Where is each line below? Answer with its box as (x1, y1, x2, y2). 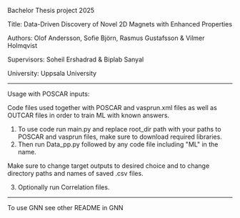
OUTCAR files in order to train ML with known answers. (7, 111, 170, 119)
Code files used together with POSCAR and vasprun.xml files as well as (7, 104, 218, 112)
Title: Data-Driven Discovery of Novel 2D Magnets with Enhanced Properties (7, 20, 233, 28)
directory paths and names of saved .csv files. (7, 169, 144, 177)
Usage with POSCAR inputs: (7, 89, 90, 98)
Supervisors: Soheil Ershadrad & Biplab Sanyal (7, 55, 144, 64)
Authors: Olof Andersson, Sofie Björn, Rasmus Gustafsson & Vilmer (7, 34, 205, 42)
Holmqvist (7, 41, 38, 49)
